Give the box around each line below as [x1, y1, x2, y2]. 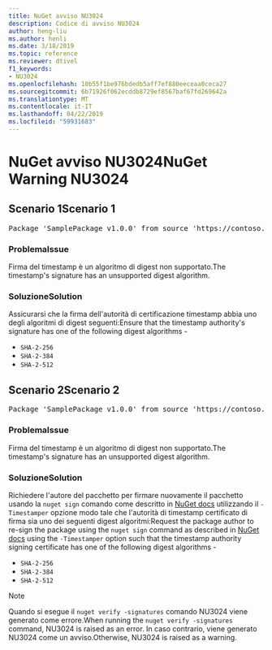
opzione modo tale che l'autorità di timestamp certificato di [50, 507, 248, 517]
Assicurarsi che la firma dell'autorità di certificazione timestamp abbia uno [8, 310, 257, 319]
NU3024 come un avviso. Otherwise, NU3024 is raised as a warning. [8, 632, 237, 642]
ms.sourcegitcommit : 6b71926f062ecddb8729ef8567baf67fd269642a [8, 87, 227, 96]
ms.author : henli [8, 34, 67, 43]
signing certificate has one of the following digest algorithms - [8, 542, 217, 552]
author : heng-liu [8, 27, 67, 35]
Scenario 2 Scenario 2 [8, 383, 120, 396]
